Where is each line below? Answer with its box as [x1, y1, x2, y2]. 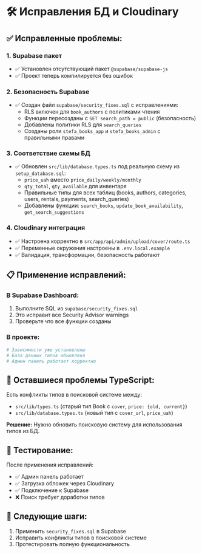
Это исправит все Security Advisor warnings [15, 311, 129, 319]
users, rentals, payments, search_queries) [24, 196, 129, 203]
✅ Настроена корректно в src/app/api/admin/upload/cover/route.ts [15, 238, 190, 245]
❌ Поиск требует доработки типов [15, 493, 105, 501]
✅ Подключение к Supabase [15, 487, 89, 494]
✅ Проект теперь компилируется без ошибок [15, 72, 133, 79]
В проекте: [6, 333, 40, 341]
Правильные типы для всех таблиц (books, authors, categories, [24, 189, 187, 196]
